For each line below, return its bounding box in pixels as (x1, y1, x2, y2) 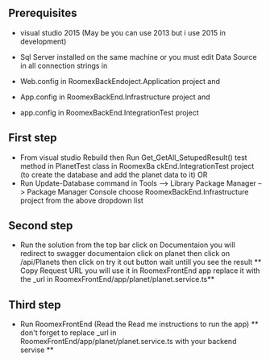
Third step (8, 298, 62, 312)
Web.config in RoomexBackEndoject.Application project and (19, 76, 220, 86)
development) (19, 36, 67, 46)
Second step (8, 219, 73, 233)
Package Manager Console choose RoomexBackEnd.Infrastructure (27, 187, 249, 196)
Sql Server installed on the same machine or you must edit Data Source (19, 52, 257, 61)
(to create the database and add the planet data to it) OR (19, 170, 208, 179)
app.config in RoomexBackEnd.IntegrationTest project (19, 107, 199, 117)
